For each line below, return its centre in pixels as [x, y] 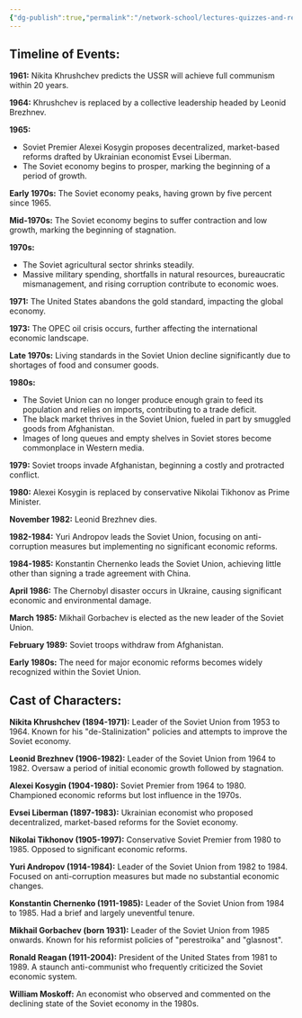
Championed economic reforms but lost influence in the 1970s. [125, 795]
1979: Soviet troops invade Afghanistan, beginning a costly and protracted [147, 466]
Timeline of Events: [65, 55]
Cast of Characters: [66, 700]
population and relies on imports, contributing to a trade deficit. [139, 410]
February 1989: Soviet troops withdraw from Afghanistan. [117, 645]
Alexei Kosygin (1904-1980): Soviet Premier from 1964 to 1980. [128, 786]
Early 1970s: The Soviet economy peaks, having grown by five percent [141, 194]
